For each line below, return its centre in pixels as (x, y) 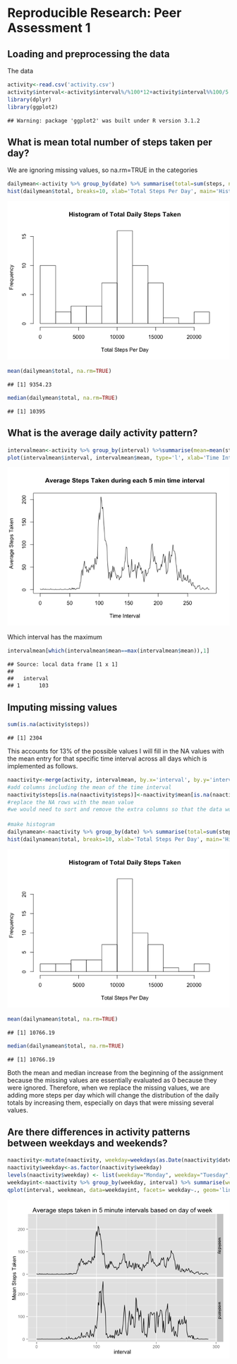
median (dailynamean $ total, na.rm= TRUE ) (66, 1046)
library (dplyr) (30, 99)
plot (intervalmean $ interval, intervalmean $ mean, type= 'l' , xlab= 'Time (113, 457)
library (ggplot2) (33, 107)
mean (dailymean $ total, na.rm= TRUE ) (60, 371)
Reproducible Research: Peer (95, 13)
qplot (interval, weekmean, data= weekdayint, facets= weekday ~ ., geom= (113, 1190)
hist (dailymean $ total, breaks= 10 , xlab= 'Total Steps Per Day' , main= (112, 192)
